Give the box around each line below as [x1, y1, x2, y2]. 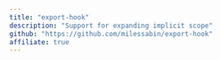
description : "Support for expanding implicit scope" [9, 21, 214, 30]
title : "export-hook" [9, 12, 90, 22]
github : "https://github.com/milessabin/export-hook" [9, 29, 214, 38]
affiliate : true [9, 37, 70, 47]
